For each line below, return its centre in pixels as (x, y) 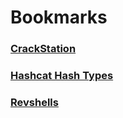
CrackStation (43, 49)
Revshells (34, 102)
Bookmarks (59, 17)
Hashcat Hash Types (62, 76)
